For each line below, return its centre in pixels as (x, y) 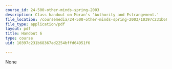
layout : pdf (18, 29)
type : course (19, 39)
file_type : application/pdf (35, 24)
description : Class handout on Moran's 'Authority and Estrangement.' (82, 15)
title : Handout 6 (24, 33)
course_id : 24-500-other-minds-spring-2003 (52, 10)
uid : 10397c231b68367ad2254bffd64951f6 (48, 43)
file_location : (21, 19)
